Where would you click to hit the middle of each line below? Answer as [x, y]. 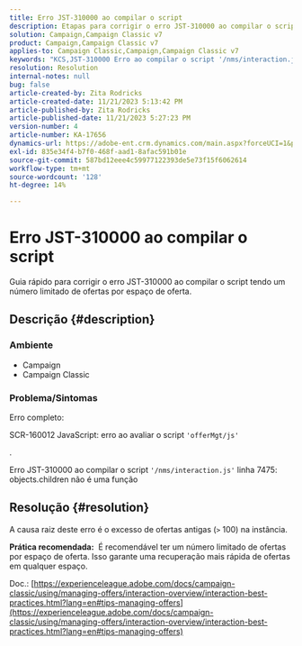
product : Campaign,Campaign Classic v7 [84, 43]
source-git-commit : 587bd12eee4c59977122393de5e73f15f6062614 [128, 160]
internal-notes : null [50, 77]
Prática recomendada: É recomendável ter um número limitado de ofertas [148, 547]
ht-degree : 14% [38, 186]
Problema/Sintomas [53, 397]
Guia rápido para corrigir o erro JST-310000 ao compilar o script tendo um [147, 282]
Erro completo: [37, 418]
